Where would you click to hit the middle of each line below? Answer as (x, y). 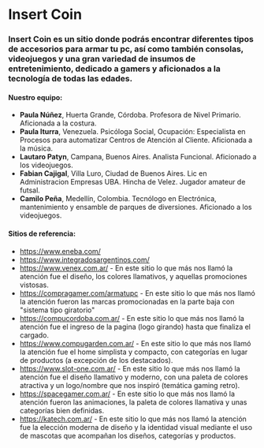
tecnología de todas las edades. (70, 79)
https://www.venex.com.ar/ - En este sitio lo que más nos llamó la (126, 268)
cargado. (34, 335)
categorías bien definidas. (62, 410)
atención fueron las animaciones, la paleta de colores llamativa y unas (133, 402)
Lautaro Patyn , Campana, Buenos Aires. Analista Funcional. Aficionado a (138, 157)
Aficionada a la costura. (58, 123)
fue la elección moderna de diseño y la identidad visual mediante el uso (136, 427)
